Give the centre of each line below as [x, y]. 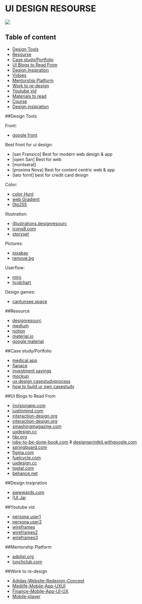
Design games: [20, 292]
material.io [23, 336]
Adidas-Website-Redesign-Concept [48, 580]
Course [20, 101]
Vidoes [19, 75]
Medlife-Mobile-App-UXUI [39, 586]
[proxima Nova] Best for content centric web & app [63, 169]
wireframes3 [25, 537]
